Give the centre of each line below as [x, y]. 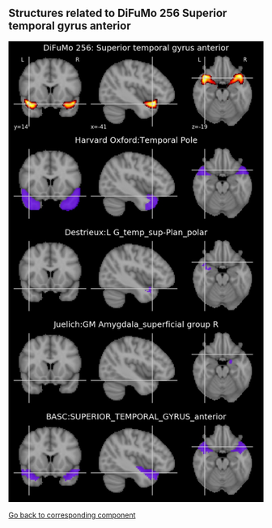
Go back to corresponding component [72, 515]
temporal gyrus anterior [70, 26]
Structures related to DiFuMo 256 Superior [118, 13]
